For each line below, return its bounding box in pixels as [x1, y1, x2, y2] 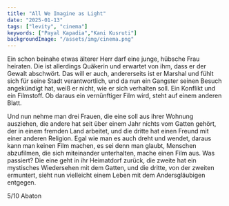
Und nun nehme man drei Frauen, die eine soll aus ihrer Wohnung [7, 112, 194, 121]
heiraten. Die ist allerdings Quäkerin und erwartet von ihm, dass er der [7, 62, 207, 71]
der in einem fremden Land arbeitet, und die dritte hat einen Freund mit [7, 127, 209, 135]
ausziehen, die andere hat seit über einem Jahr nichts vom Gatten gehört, [7, 120, 217, 128]
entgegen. [7, 178, 37, 187]
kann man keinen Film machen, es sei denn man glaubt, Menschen [7, 142, 197, 150]
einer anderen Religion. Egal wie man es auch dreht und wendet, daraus [7, 134, 212, 142]
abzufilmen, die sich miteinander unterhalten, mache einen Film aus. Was [7, 149, 215, 158]
